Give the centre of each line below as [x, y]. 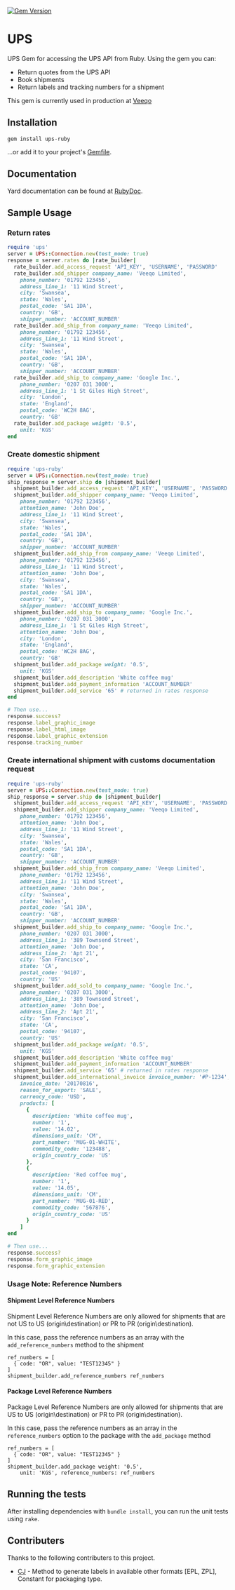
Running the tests [47, 1494]
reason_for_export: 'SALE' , [61, 1090]
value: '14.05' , [56, 1188]
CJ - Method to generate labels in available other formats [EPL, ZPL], [117, 1571]
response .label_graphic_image [52, 723]
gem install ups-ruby [39, 139]
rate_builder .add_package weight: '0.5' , [75, 423]
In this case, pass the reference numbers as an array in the [92, 1428]
